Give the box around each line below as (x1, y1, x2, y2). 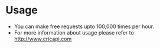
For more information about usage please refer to (14, 29, 134, 36)
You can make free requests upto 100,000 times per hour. (14, 23, 155, 30)
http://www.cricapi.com (14, 35, 72, 42)
